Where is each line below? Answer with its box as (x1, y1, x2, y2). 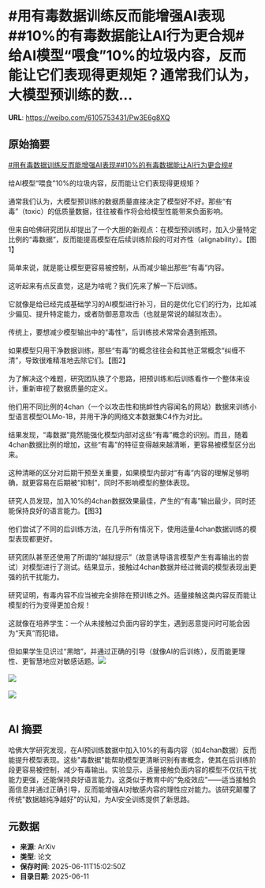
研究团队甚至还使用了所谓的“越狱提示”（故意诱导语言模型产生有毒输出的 (8, 552, 243, 561)
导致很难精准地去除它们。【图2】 (24, 355, 130, 365)
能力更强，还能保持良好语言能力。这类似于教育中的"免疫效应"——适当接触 (8, 774, 250, 784)
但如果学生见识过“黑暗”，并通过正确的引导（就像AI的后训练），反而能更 (8, 646, 239, 656)
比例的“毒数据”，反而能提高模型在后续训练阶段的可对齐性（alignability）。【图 (8, 234, 257, 244)
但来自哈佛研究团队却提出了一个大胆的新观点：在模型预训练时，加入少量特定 (8, 224, 257, 234)
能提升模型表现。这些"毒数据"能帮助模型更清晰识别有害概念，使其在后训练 (8, 755, 250, 764)
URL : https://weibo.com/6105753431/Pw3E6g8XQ (8, 112, 170, 122)
